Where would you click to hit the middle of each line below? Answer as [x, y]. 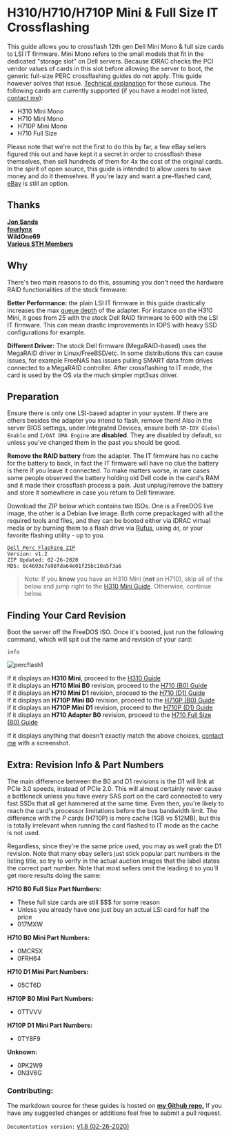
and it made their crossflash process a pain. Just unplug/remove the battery [115, 486]
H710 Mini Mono [40, 118]
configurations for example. [47, 332]
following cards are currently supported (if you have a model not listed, [108, 90]
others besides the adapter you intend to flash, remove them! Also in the [110, 421]
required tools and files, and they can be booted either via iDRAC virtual [109, 521]
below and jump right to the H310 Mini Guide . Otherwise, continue [118, 586]
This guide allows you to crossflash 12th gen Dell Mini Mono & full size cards [115, 46]
